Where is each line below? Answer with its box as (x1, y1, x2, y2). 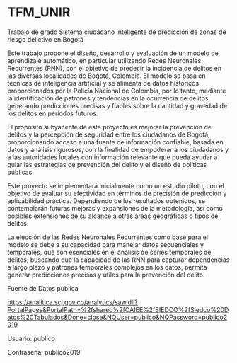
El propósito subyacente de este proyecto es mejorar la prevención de (7, 122, 212, 131)
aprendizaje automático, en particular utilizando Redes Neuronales (7, 56, 202, 64)
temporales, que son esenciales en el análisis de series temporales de (7, 248, 212, 256)
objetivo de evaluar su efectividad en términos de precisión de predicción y (7, 189, 227, 197)
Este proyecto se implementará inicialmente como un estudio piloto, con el (7, 181, 224, 190)
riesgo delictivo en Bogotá (7, 35, 84, 43)
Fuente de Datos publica (7, 284, 79, 292)
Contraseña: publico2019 (7, 347, 81, 356)
